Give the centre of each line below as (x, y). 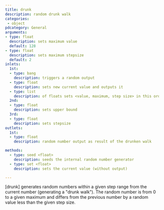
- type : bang (23, 73)
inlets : (13, 64)
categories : (17, 19)
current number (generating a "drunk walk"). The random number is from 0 (81, 192)
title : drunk (18, 10)
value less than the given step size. (40, 202)
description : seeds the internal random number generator (74, 160)
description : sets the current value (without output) (71, 169)
